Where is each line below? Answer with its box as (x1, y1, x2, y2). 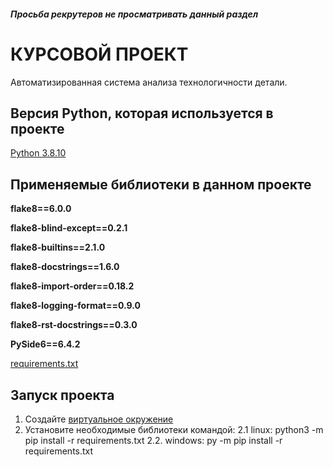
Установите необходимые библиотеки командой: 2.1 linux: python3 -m (24, 423, 324, 435)
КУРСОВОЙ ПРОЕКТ (10, 43, 189, 65)
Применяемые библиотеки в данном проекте (10, 176, 312, 193)
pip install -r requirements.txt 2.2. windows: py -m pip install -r (24, 434, 283, 446)
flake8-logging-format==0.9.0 (10, 300, 141, 312)
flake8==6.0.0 (10, 203, 72, 215)
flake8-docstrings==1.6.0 (10, 261, 120, 273)
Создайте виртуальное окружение (24, 413, 174, 425)
